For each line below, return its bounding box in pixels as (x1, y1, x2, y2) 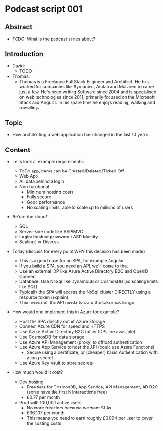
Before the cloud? (12, 214, 48, 220)
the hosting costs (26, 420, 62, 426)
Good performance (26, 199, 65, 205)
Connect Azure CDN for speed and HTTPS (19, 323, 105, 329)
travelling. (19, 104, 39, 110)
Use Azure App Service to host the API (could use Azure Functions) (19, 345, 155, 350)
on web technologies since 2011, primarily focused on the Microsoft (19, 94, 155, 100)
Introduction (5, 50, 44, 58)
